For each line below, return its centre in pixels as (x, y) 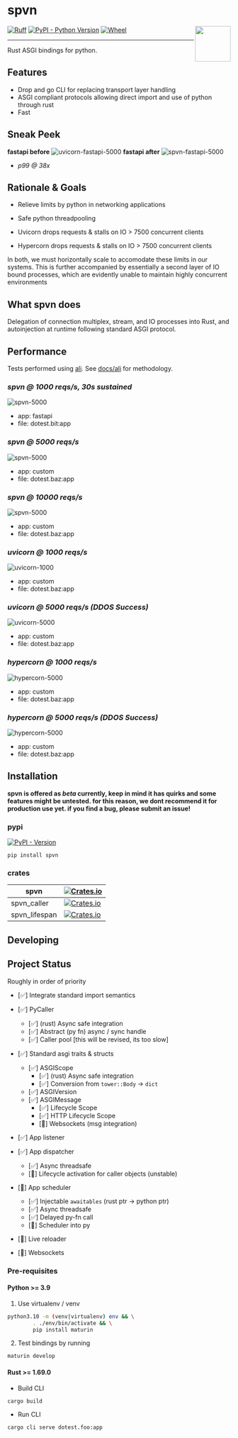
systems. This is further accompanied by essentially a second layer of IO (113, 267)
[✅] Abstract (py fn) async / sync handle (87, 1031)
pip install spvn (33, 855)
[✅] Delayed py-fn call (61, 1217)
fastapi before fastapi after (84, 152)
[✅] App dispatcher (46, 1152)
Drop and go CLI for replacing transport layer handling (96, 89)
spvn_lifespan (34, 915)
